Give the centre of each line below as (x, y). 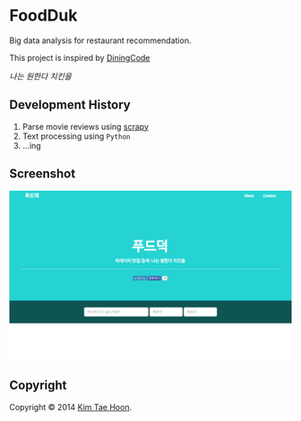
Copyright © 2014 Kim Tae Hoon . (71, 407)
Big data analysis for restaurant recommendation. (100, 40)
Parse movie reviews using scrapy (86, 126)
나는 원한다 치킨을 (40, 76)
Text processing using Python (76, 136)
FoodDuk (43, 16)
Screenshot (43, 174)
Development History (70, 105)
